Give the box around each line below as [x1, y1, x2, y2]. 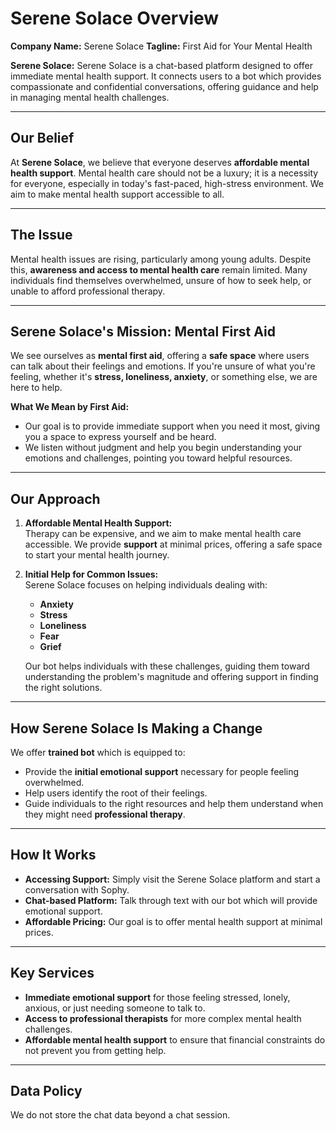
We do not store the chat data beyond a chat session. [10, 1109, 231, 1121]
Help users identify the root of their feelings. [24, 787, 208, 799]
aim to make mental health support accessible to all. [10, 188, 225, 200]
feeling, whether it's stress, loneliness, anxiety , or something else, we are [10, 371, 318, 383]
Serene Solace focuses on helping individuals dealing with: [24, 579, 268, 591]
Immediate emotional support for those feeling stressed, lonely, [24, 991, 291, 1003]
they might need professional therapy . [24, 808, 186, 820]
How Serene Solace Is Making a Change [10, 720, 263, 737]
